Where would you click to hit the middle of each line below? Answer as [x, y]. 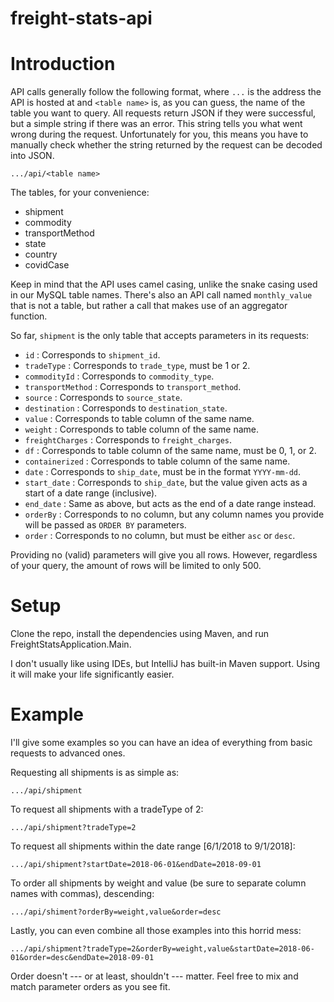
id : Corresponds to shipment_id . [92, 355]
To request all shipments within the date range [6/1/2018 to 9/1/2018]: [153, 846]
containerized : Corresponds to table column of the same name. [157, 461]
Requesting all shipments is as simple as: [95, 772]
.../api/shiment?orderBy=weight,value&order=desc [116, 912]
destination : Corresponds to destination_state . [126, 408]
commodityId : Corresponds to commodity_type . [119, 376]
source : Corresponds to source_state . [103, 398]
